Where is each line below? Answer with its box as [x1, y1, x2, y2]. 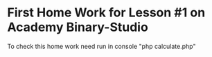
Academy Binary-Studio [7, 19, 149, 35]
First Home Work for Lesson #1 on [7, 5, 206, 21]
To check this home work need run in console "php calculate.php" [7, 42, 196, 50]
